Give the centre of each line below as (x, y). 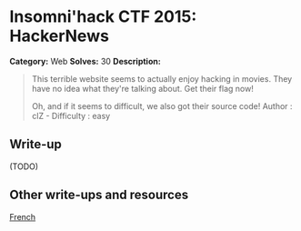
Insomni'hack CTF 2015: (103, 17)
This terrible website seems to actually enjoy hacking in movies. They (162, 78)
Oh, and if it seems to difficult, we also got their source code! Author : (162, 105)
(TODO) (24, 166)
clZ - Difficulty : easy (71, 115)
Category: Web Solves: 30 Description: (85, 61)
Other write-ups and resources (99, 195)
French (23, 216)
